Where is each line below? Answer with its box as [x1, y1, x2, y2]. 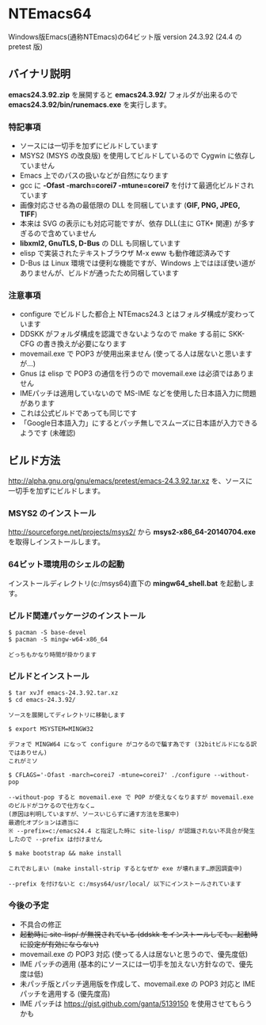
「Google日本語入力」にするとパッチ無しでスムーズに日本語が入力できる [19, 418, 258, 428]
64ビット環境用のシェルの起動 [8, 559, 125, 570]
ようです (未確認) [19, 429, 76, 438]
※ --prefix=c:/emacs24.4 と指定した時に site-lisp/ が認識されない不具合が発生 [8, 827, 256, 836]
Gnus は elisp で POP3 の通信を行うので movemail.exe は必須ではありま [19, 369, 255, 379]
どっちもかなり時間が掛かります [8, 651, 97, 659]
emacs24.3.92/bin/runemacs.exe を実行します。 [8, 100, 172, 109]
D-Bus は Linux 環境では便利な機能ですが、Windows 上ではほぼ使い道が [19, 258, 256, 268]
